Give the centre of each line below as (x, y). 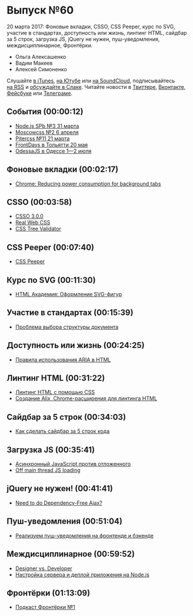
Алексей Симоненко (41, 69)
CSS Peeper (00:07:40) (51, 247)
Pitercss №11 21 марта (42, 138)
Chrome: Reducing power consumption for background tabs (88, 184)
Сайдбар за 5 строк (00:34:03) (66, 417)
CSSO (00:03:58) (39, 202)
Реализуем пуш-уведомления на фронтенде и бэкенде (84, 535)
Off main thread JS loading (48, 470)
